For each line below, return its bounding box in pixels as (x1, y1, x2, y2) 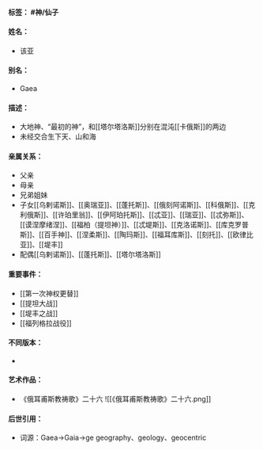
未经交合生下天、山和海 (19, 132, 96, 142)
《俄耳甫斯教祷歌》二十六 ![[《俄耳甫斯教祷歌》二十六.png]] (19, 395, 212, 404)
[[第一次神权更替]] (19, 288, 79, 298)
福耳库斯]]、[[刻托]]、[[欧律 (156, 230, 247, 239)
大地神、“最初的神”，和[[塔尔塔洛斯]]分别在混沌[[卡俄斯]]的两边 (19, 122, 227, 132)
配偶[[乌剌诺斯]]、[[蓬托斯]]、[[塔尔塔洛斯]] (19, 250, 162, 259)
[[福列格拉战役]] (19, 318, 73, 328)
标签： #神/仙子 (8, 7, 59, 17)
